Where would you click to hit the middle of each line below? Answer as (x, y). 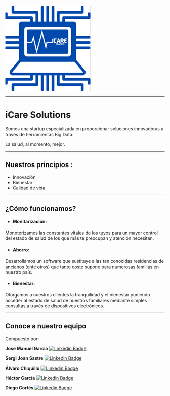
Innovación (24, 177)
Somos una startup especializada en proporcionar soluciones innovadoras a (84, 129)
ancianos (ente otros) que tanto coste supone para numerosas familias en (82, 267)
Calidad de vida (29, 188)
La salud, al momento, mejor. (35, 144)
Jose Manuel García (27, 348)
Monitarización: (30, 221)
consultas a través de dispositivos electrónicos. (55, 306)
